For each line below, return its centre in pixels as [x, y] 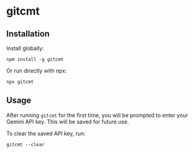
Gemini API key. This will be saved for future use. [68, 121]
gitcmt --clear [26, 144]
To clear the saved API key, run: [46, 133]
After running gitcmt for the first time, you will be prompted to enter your [97, 115]
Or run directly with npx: [36, 71]
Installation [28, 34]
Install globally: [25, 48]
